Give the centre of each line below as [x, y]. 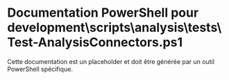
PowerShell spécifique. [40, 69]
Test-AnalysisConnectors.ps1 [95, 42]
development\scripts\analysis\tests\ [114, 27]
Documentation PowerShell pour [103, 13]
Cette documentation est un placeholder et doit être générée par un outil [111, 61]
